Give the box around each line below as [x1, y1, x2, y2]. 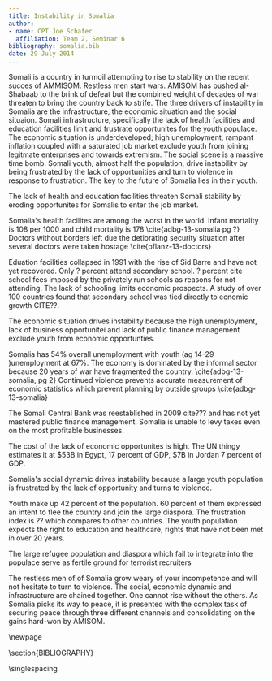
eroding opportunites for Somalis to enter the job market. [8, 200, 199, 210]
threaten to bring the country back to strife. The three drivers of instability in [8, 98, 264, 107]
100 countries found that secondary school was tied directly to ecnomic [8, 292, 248, 301]
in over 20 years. [8, 533, 65, 543]
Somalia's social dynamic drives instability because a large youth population [8, 475, 264, 484]
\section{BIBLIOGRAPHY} [8, 648, 94, 657]
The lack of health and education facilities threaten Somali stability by [8, 192, 241, 201]
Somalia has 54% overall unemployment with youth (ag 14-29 [8, 349, 214, 358]
